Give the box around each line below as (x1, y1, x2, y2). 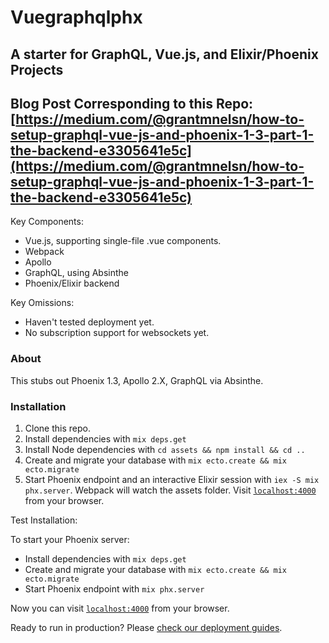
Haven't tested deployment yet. (24, 316, 155, 328)
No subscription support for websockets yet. (24, 327, 210, 339)
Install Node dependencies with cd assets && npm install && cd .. (24, 443, 306, 455)
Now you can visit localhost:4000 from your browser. (10, 602, 230, 614)
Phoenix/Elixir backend (24, 277, 120, 290)
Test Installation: (10, 514, 78, 526)
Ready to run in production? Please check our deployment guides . (10, 621, 283, 633)
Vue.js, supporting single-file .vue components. (24, 235, 222, 247)
